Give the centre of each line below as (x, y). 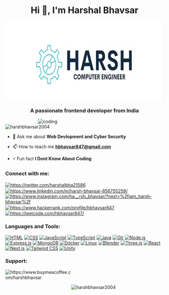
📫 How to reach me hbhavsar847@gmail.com (62, 147)
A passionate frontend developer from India (84, 110)
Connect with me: (27, 174)
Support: (16, 261)
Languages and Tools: (33, 227)
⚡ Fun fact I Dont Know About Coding (52, 159)
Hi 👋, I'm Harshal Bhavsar (84, 10)
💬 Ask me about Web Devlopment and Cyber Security (69, 137)
